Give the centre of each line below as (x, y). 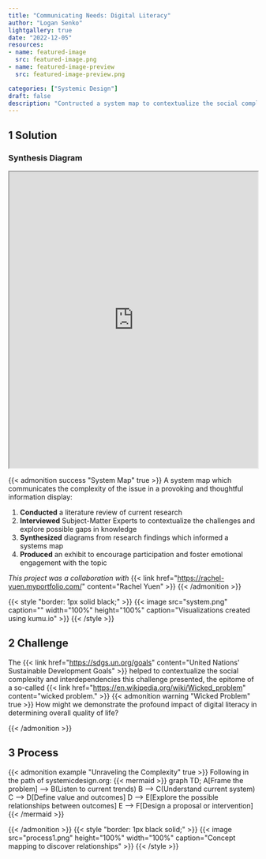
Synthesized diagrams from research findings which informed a (124, 537)
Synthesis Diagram (45, 157)
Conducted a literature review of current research (101, 512)
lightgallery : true (40, 30)
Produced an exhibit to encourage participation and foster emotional (131, 554)
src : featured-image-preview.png (70, 74)
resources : (26, 45)
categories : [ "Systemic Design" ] (63, 89)
